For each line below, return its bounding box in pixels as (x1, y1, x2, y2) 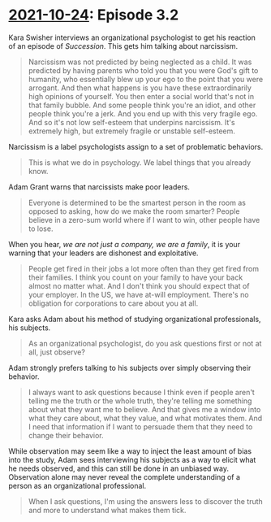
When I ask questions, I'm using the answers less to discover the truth (28, 496, 264, 506)
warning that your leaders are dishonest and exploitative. (8, 248, 199, 258)
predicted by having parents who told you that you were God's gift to (28, 65, 259, 75)
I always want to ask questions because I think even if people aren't (28, 387, 256, 397)
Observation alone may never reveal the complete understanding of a (8, 472, 241, 481)
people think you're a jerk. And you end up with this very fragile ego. (28, 108, 258, 119)
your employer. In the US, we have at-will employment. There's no (28, 289, 249, 299)
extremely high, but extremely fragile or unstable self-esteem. (28, 126, 235, 136)
